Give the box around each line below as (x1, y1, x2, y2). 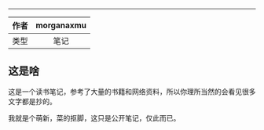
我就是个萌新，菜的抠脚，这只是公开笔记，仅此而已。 (8, 113, 181, 122)
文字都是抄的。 (8, 96, 57, 106)
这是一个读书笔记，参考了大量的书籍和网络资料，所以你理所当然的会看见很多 (8, 87, 256, 96)
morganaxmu (35, 20, 87, 31)
